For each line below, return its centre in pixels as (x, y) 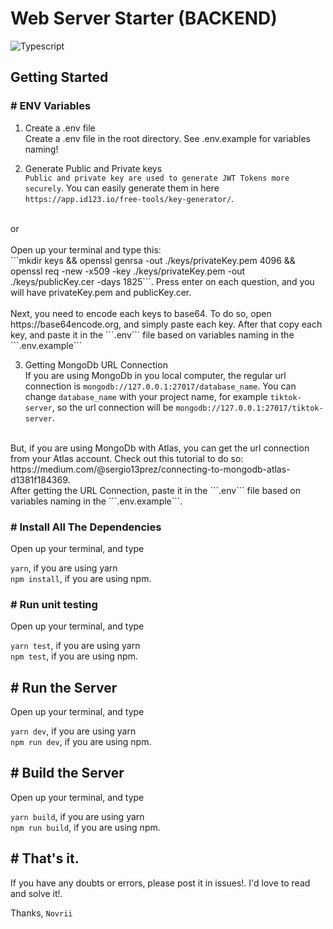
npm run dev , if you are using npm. (81, 742)
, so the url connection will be (112, 407)
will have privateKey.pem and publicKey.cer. (101, 292)
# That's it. (45, 858)
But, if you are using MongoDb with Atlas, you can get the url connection (160, 448)
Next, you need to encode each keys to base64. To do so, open (141, 313)
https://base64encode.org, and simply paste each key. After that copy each (166, 324)
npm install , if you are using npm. (81, 578)
